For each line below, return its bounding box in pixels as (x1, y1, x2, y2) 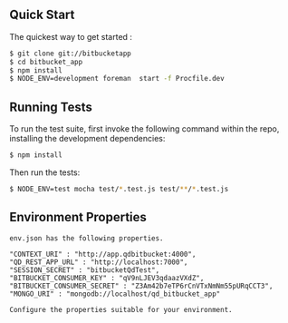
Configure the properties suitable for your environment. (9, 305, 233, 314)
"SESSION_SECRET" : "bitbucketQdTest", (9, 265, 160, 275)
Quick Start (9, 7, 75, 23)
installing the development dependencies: (9, 133, 166, 144)
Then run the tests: (9, 167, 81, 178)
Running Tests (9, 99, 92, 114)
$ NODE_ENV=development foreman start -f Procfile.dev (9, 74, 225, 83)
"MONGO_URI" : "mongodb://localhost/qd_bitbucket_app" (9, 289, 221, 299)
